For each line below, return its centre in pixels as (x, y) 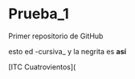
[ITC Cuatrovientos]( (42, 67)
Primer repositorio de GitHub (56, 36)
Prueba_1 (39, 14)
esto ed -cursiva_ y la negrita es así (67, 51)
